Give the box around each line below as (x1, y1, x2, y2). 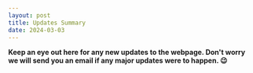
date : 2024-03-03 (8, 26, 65, 34)
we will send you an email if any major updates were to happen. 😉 (8, 56, 228, 65)
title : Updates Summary (8, 19, 86, 27)
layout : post (8, 11, 51, 20)
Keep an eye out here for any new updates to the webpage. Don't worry (8, 48, 246, 57)
